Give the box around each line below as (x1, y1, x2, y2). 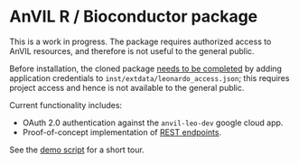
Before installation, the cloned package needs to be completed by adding (9, 63, 283, 74)
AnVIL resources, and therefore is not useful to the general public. (9, 45, 255, 56)
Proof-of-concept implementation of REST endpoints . (22, 126, 222, 137)
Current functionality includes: (9, 99, 123, 110)
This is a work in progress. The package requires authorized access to (9, 36, 272, 47)
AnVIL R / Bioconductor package (9, 6, 258, 27)
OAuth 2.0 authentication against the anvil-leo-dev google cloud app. (22, 117, 284, 128)
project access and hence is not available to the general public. (9, 82, 245, 93)
